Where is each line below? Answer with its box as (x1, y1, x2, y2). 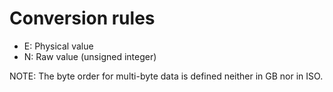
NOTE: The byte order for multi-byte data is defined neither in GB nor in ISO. (9, 70, 324, 82)
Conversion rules (9, 7, 156, 30)
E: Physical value (23, 40, 94, 52)
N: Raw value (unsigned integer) (23, 50, 157, 62)
